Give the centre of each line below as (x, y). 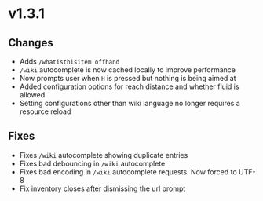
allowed (32, 95)
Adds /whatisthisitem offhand (69, 61)
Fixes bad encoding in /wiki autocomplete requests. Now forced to (128, 172)
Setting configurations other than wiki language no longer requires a (130, 103)
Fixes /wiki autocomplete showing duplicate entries (104, 155)
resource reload (45, 111)
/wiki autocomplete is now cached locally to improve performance (128, 70)
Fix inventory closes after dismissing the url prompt (102, 188)
